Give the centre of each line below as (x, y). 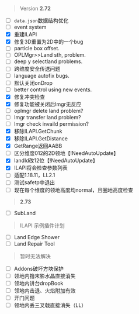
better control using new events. (53, 89)
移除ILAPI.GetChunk (38, 131)
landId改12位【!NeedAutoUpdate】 (56, 161)
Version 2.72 (35, 8)
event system (30, 27)
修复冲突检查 (29, 96)
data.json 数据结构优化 (41, 20)
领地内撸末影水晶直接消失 (45, 276)
